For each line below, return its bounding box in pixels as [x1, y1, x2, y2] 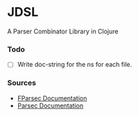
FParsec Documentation [17, 94, 87, 102]
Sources [7, 78, 36, 88]
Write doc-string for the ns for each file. [17, 60, 133, 69]
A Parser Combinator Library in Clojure [7, 27, 119, 35]
